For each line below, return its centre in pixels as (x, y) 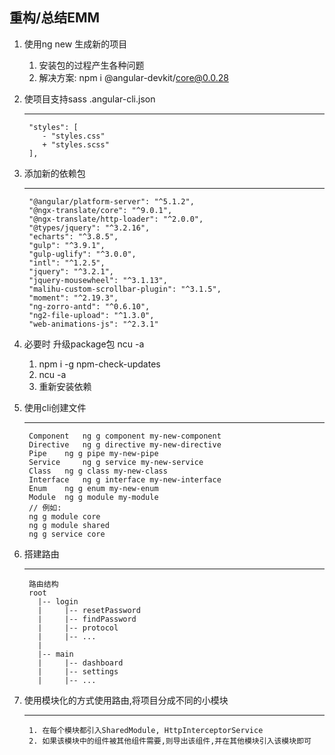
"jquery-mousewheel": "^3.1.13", (98, 280)
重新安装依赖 (65, 386)
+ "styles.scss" (76, 144)
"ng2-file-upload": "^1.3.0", (91, 315)
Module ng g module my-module (93, 497)
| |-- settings (78, 671)
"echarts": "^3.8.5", (73, 236)
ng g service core (67, 534)
